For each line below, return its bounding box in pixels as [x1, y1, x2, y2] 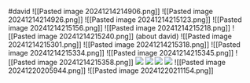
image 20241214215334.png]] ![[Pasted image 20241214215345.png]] [8, 49, 234, 57]
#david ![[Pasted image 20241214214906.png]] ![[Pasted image [8, 7, 214, 16]
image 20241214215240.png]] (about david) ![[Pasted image [37, 31, 232, 41]
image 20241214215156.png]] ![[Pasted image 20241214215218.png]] [8, 23, 230, 32]
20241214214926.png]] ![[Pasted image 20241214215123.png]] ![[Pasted [8, 15, 242, 24]
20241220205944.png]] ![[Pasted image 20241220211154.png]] [8, 66, 214, 75]
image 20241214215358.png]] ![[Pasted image [37, 58, 226, 67]
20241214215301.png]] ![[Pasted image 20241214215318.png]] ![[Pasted [8, 40, 241, 49]
